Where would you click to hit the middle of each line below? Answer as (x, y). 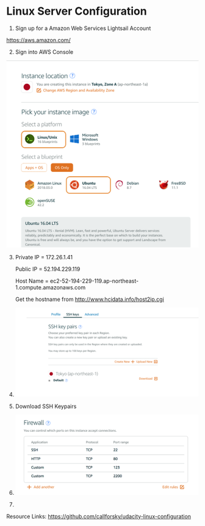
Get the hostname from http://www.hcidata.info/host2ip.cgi (90, 299)
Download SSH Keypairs (46, 406)
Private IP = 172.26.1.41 (44, 257)
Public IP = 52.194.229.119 (48, 269)
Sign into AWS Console (44, 52)
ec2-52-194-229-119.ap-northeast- (94, 281)
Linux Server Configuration (77, 11)
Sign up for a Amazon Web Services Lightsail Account (83, 28)
